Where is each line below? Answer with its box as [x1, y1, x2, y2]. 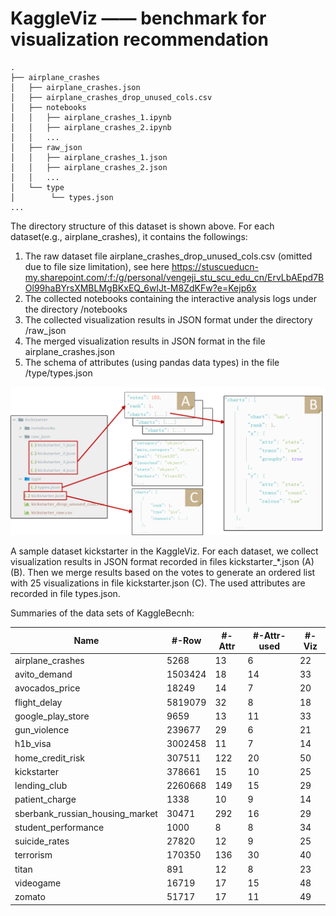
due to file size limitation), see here [24, 260, 170, 272]
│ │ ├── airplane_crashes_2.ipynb [10, 122, 172, 132]
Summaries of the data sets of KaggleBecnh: [10, 607, 195, 619]
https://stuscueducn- [171, 260, 260, 272]
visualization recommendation [10, 28, 269, 51]
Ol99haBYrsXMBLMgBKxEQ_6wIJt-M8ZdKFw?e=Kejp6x [24, 282, 257, 294]
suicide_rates [14, 835, 70, 847]
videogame [14, 877, 62, 889]
